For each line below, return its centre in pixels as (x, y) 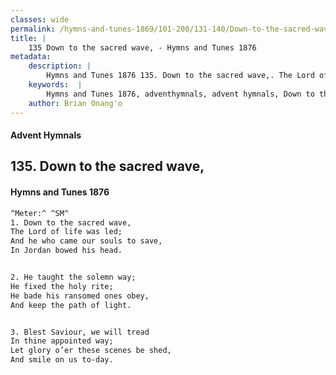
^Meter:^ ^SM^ (40, 213)
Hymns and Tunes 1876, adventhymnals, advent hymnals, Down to (180, 94)
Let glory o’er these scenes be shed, (91, 351)
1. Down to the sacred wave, (71, 222)
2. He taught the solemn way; (73, 277)
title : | (28, 38)
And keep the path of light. (71, 305)
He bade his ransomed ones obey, (80, 296)
